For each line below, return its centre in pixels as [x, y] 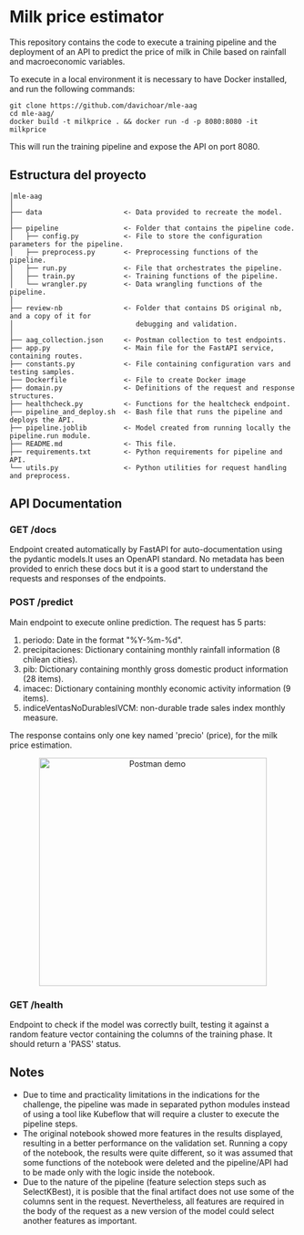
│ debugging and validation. [124, 324]
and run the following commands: [72, 89]
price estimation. [41, 745]
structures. [32, 396]
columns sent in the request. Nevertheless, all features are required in [153, 1201]
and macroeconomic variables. [67, 61]
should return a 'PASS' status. [65, 1044]
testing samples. [42, 372]
